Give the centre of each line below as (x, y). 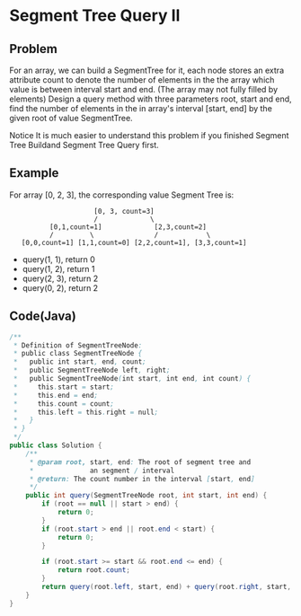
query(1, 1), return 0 (59, 259)
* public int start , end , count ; (80, 362)
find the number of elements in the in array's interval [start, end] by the (141, 108)
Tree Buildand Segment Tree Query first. (84, 145)
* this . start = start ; (64, 387)
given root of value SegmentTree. (71, 118)
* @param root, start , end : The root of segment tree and (140, 462)
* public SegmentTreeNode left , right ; (92, 370)
